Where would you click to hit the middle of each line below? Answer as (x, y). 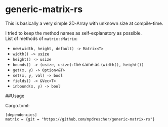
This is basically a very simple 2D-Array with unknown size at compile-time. (84, 23)
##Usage (15, 96)
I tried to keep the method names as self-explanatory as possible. (74, 33)
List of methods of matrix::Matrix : (41, 38)
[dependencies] (21, 115)
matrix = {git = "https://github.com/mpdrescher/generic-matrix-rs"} (80, 119)
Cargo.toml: (17, 105)
